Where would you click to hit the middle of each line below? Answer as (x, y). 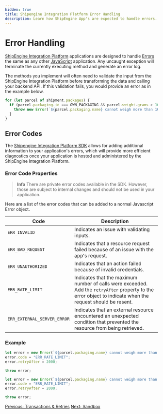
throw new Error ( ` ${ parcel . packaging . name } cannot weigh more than (83, 110)
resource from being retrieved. (109, 328)
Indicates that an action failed (108, 263)
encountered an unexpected (107, 316)
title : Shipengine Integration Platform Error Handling (63, 14)
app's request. (91, 255)
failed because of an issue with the (114, 249)
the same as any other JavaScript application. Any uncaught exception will (80, 61)
